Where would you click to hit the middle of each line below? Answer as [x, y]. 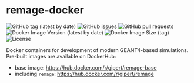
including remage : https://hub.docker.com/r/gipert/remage [84, 74]
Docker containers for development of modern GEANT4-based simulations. [97, 50]
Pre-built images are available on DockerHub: [61, 56]
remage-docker [45, 10]
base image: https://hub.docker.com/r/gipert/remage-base [86, 67]
